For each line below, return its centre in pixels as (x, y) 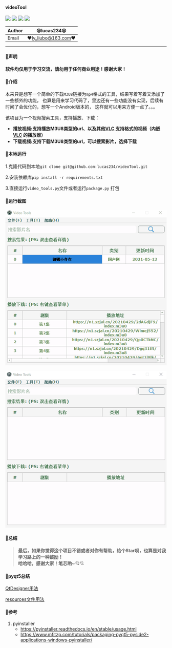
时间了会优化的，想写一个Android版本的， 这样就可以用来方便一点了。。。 (81, 107)
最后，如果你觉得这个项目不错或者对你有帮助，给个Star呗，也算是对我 (92, 551)
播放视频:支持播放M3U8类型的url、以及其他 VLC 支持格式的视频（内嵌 (86, 129)
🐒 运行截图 (16, 201)
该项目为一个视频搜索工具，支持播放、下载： (52, 117)
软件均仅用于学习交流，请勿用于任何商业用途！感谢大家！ (66, 69)
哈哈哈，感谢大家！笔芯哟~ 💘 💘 (51, 563)
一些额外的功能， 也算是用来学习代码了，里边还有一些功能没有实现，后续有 (84, 100)
